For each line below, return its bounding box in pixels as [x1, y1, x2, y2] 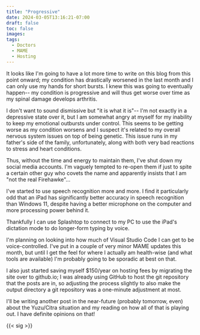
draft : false [6, 20, 39, 26]
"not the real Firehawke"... [6, 176, 71, 183]
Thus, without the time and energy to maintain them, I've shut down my [6, 156, 183, 164]
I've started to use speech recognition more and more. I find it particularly [6, 187, 189, 195]
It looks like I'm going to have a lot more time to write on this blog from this [6, 70, 191, 77]
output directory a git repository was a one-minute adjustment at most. [6, 286, 182, 293]
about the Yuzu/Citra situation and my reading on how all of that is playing [6, 304, 189, 311]
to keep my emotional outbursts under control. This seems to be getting [6, 119, 184, 126]
